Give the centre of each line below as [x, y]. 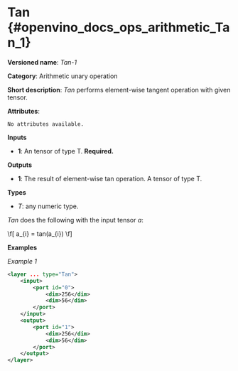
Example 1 [22, 261]
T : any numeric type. [48, 206]
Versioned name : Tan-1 [42, 62]
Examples [22, 247]
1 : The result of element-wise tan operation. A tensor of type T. [110, 178]
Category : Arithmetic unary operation [63, 76]
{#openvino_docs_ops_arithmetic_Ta [119, 27]
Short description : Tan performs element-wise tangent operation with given [119, 90]
